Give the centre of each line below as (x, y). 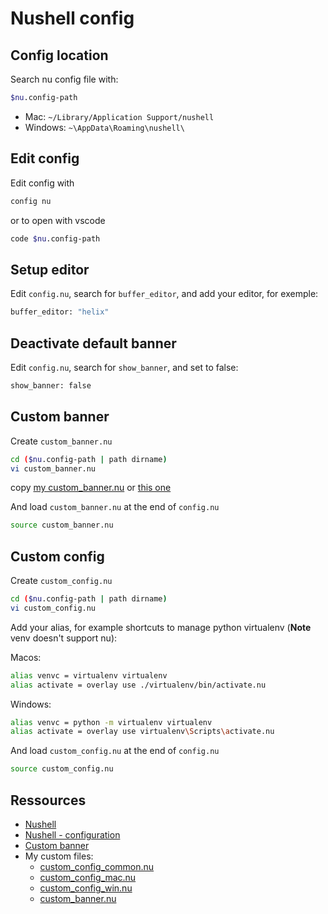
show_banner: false (51, 385)
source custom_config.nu (62, 769)
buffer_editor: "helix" (60, 312)
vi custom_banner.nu (53, 468)
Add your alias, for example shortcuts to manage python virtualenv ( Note (161, 627)
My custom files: (59, 856)
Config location (59, 55)
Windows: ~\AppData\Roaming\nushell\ (104, 127)
